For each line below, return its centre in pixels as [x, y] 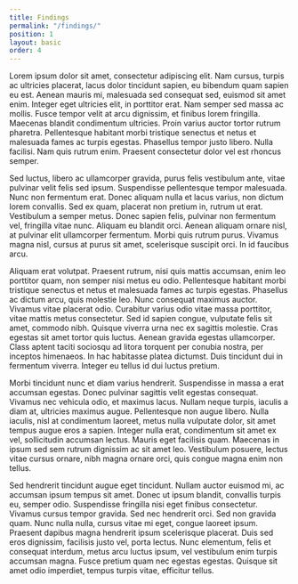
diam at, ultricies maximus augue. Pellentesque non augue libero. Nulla [139, 411]
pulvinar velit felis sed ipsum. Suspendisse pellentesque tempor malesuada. [148, 188]
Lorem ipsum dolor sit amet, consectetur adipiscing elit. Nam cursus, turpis [147, 76]
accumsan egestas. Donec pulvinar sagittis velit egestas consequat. [134, 393]
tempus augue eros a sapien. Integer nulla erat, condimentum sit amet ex [143, 430]
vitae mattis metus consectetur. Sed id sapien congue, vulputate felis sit [141, 319]
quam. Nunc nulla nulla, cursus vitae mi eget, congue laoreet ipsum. [133, 523]
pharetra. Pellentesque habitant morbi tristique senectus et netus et [133, 133]
